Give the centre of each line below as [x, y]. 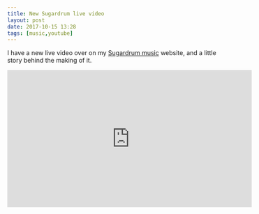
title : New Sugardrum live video [56, 14]
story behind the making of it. [50, 61]
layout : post [26, 20]
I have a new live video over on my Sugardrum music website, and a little [112, 53]
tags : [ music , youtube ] [40, 33]
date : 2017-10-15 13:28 [42, 26]
